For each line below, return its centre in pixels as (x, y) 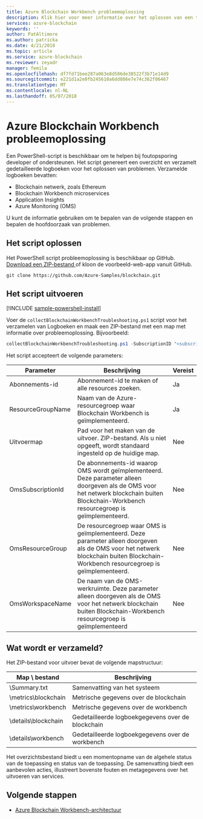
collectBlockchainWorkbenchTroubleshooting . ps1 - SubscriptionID (89, 344)
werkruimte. (95, 589)
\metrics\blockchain (37, 697)
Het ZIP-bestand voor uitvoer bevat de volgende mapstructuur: (85, 662)
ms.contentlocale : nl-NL (37, 91)
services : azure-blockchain (42, 23)
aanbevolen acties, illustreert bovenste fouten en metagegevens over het (97, 770)
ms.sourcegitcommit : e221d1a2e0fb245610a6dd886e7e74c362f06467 (88, 79)
